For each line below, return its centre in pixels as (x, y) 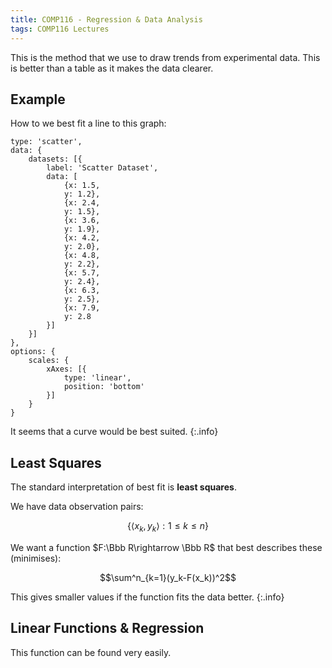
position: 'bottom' (104, 387)
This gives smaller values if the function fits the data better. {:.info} (147, 597)
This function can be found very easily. (91, 652)
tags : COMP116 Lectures (60, 29)
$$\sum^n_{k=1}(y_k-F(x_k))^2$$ (168, 577)
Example (38, 99)
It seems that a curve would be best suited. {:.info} (114, 432)
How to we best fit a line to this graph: (88, 123)
